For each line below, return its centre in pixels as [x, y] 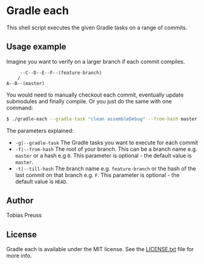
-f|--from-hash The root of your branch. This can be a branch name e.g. [106, 149]
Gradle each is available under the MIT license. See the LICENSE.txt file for [100, 249]
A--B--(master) [26, 83]
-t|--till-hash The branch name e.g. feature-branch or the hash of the [105, 168]
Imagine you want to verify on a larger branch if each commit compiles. [96, 61]
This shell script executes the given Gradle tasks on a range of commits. [97, 28]
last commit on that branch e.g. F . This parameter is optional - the [97, 175]
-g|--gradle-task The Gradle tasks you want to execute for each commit [107, 142]
